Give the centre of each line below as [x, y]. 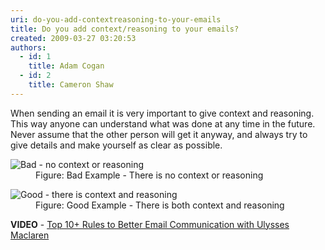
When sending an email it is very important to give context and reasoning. [162, 113]
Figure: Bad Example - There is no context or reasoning [149, 175]
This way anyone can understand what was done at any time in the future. [163, 123]
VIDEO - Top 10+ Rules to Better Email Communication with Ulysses [150, 224]
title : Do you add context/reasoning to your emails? [125, 29]
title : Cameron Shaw [71, 85]
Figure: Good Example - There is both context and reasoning [160, 205]
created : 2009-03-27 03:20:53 [73, 38]
